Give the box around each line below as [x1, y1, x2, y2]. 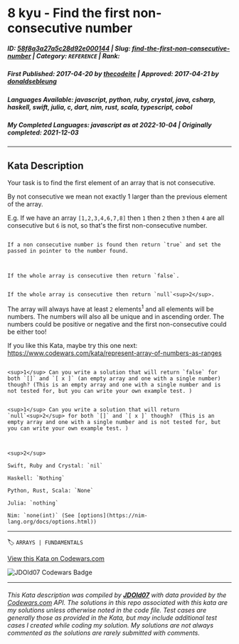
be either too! [7, 327, 47, 336]
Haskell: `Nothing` [7, 475, 65, 482]
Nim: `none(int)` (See [7, 512, 75, 519]
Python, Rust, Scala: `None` [7, 487, 94, 494]
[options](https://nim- [77, 512, 148, 519]
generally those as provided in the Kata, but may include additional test [7, 613, 217, 622]
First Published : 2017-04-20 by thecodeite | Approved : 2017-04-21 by [7, 70, 219, 78]
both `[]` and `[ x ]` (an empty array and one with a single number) [7, 375, 221, 382]
